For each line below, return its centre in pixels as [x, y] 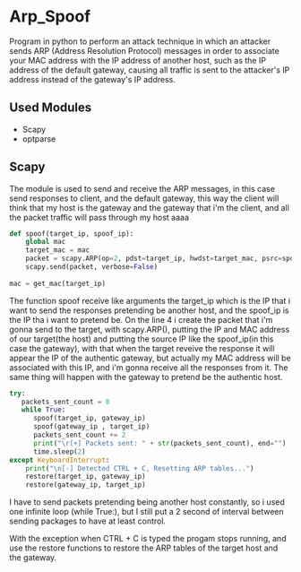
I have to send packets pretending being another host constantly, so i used [147, 502]
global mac [46, 242]
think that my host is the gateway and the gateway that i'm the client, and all [149, 207]
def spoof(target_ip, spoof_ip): [72, 234]
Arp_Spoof [50, 17]
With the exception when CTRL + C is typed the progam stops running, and [148, 539]
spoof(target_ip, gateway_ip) [89, 419]
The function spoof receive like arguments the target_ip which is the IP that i [150, 300]
